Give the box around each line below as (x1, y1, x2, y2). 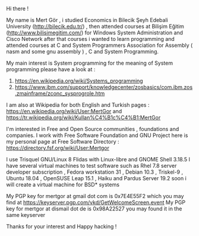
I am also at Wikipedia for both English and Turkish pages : (6, 101, 150, 109)
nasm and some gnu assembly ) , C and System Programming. (6, 48, 159, 55)
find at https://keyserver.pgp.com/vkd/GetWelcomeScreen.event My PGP (6, 199, 186, 206)
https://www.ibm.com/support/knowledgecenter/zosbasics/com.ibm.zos (14, 84, 193, 91)
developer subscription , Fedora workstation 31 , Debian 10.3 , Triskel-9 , (6, 168, 184, 176)
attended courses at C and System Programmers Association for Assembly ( (6, 42, 193, 49)
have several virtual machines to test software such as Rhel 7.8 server (6, 162, 177, 169)
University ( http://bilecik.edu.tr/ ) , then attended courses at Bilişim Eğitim (6, 23, 184, 30)
